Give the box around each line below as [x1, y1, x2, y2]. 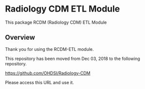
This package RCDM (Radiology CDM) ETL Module [5, 19, 107, 25]
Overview [5, 33, 36, 42]
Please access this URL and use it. [5, 79, 74, 85]
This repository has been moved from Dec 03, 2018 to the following [5, 56, 140, 61]
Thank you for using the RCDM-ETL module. [5, 46, 94, 52]
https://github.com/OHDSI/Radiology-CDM [5, 70, 91, 76]
